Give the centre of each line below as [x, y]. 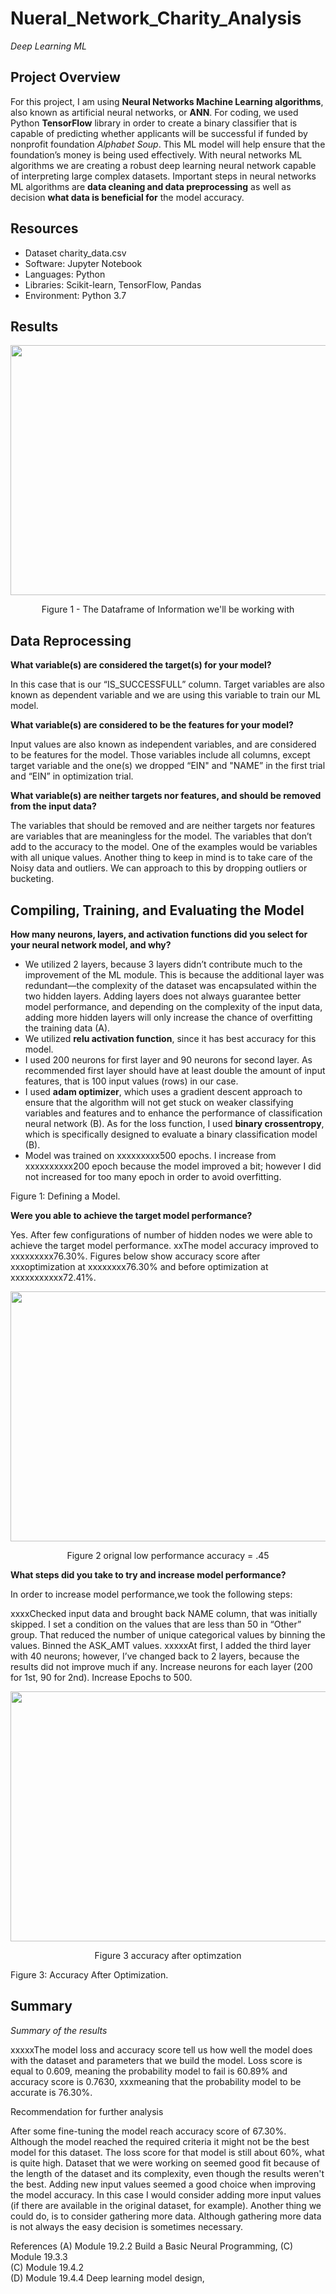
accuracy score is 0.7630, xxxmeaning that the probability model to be [156, 2081]
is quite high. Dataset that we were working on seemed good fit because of [165, 2163]
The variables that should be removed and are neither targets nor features [163, 826]
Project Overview [65, 77]
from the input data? [53, 806]
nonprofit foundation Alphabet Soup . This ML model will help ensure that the [168, 144]
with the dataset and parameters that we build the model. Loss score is [156, 2060]
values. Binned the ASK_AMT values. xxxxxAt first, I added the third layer [161, 1645]
